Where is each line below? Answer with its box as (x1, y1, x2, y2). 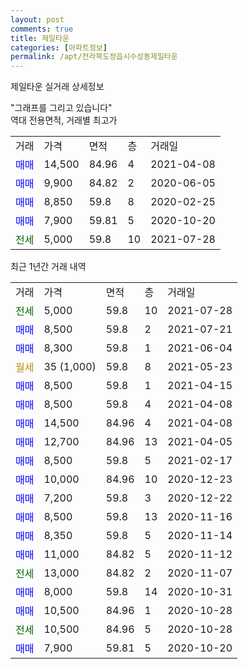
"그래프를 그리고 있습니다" (10, 102, 113, 114)
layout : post (10, 14, 65, 25)
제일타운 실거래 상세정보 (10, 81, 105, 93)
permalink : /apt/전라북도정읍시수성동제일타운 (10, 52, 178, 62)
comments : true (10, 24, 74, 34)
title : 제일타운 (10, 33, 70, 43)
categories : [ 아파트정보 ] (10, 42, 108, 53)
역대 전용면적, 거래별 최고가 (10, 114, 118, 126)
